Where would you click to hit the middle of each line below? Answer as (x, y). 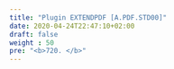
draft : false (34, 34)
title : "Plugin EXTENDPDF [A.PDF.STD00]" (88, 17)
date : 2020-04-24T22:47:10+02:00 (72, 26)
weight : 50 (32, 43)
